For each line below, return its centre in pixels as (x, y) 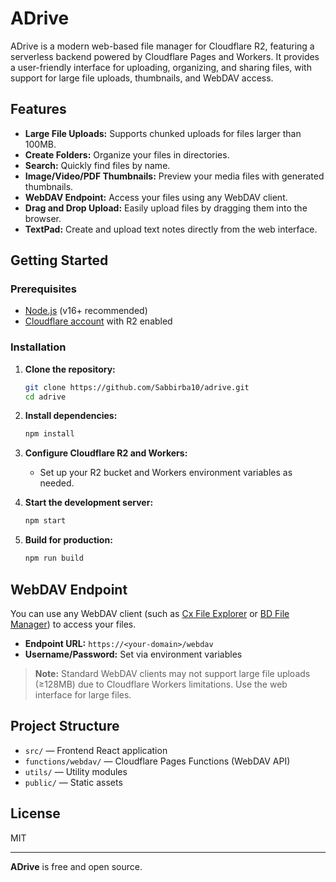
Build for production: (68, 540)
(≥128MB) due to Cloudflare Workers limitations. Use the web (161, 684)
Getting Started (59, 260)
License (35, 813)
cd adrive (45, 397)
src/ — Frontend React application (96, 750)
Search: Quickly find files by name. (97, 165)
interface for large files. (83, 694)
